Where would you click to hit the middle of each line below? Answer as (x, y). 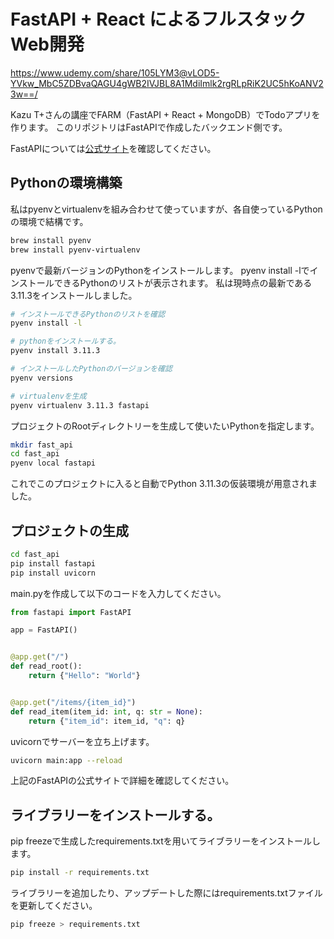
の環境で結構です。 (49, 221)
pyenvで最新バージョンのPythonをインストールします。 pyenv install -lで (160, 270)
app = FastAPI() (44, 630)
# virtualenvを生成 (48, 396)
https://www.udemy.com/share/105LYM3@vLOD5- (115, 72)
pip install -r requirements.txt (80, 873)
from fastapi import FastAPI (71, 612)
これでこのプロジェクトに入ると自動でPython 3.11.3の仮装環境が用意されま (164, 484)
